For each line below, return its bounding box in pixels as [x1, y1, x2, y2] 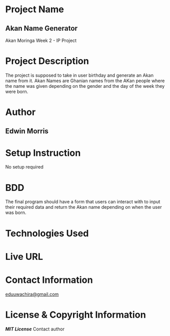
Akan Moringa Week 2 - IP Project [5, 37, 77, 43]
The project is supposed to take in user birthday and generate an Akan [5, 72, 154, 78]
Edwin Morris [5, 127, 48, 135]
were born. [5, 88, 29, 94]
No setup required [5, 164, 44, 170]
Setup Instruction [5, 147, 81, 159]
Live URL [5, 251, 43, 262]
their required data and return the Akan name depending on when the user [5, 204, 162, 210]
